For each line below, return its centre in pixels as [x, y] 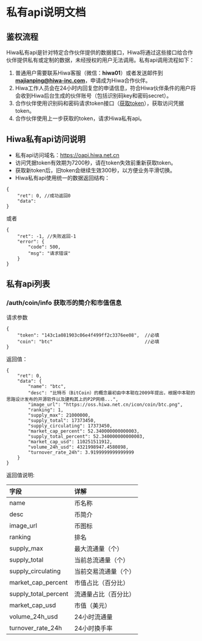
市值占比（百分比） [102, 583]
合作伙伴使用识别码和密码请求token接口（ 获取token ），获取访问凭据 [99, 103]
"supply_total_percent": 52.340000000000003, [87, 436]
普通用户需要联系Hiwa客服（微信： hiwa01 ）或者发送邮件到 [89, 73]
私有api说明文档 [46, 12]
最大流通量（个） [99, 548]
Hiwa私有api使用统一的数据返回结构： [62, 178]
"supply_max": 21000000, [59, 415]
